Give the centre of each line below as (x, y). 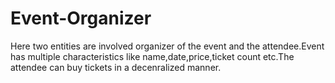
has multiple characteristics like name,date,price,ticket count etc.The (152, 56)
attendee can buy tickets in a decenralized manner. (116, 67)
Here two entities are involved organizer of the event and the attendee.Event (167, 46)
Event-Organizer (81, 18)
